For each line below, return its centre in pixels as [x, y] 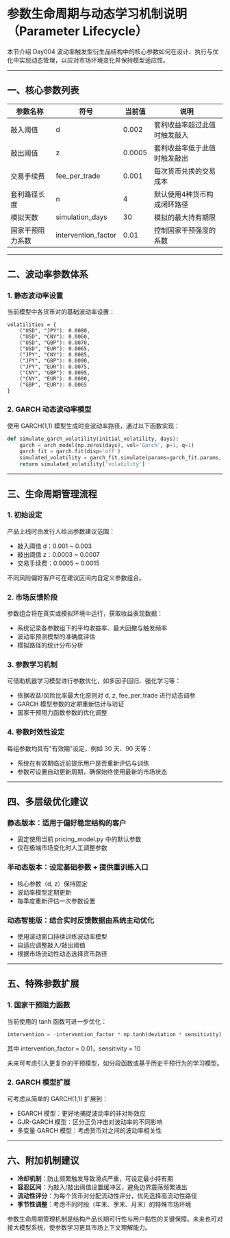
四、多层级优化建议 [48, 802]
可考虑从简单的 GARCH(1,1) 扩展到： [57, 1099]
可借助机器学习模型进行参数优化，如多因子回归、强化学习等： [94, 681]
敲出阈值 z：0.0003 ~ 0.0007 [59, 554]
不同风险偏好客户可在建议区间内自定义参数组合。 [76, 577]
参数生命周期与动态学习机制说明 [97, 14]
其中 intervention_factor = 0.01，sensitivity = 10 [74, 1048]
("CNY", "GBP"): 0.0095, [55, 373]
